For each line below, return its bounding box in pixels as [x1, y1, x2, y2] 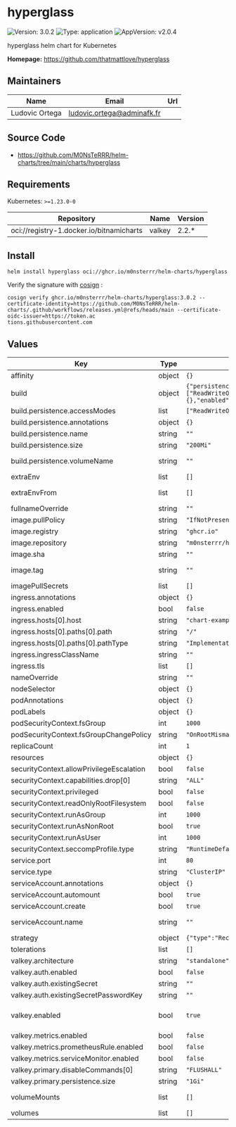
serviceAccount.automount [11, 890, 100, 900]
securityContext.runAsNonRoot [11, 821, 114, 831]
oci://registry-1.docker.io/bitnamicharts [11, 226, 143, 236]
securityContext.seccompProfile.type [11, 844, 135, 854]
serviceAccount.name [11, 917, 83, 926]
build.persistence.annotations [11, 417, 109, 427]
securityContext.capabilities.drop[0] [11, 776, 131, 785]
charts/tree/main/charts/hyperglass [17, 158, 121, 166]
